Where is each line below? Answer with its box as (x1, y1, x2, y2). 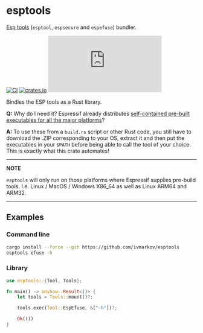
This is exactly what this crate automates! (6, 147, 110, 154)
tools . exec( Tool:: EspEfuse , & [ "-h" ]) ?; (17, 305, 118, 311)
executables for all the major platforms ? (6, 116, 105, 124)
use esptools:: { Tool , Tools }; (6, 277, 83, 284)
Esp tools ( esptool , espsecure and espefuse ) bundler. (6, 24, 137, 31)
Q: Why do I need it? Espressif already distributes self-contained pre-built (6, 110, 190, 117)
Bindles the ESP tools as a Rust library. (6, 98, 102, 106)
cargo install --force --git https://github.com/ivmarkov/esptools (6, 244, 180, 250)
